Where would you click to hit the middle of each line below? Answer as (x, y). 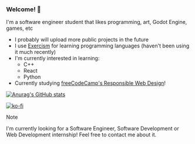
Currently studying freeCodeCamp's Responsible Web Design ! (90, 83)
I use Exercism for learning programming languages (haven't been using (102, 46)
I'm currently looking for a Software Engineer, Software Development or (93, 129)
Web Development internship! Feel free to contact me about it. (81, 135)
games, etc (20, 28)
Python (32, 77)
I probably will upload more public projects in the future (81, 40)
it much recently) (35, 52)
